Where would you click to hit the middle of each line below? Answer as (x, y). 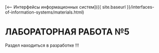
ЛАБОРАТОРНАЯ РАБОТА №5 (67, 32)
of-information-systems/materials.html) (45, 12)
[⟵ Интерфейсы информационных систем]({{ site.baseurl (65, 7)
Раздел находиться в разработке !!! (42, 45)
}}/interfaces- (140, 7)
